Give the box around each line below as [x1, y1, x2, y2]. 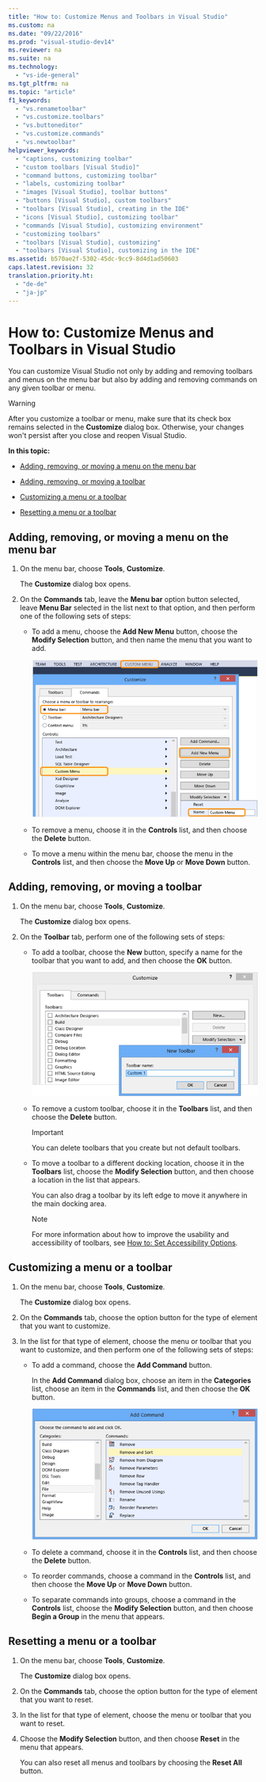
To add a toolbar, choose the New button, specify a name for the [31, 947, 243, 957]
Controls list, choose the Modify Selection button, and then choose [31, 1603, 253, 1613]
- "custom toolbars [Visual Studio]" [15, 163, 140, 171]
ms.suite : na [8, 55, 51, 63]
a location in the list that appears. [31, 1175, 141, 1184]
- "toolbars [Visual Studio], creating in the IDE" [15, 205, 190, 213]
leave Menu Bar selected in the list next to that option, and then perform [19, 603, 256, 613]
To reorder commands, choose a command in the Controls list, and [31, 1571, 251, 1580]
